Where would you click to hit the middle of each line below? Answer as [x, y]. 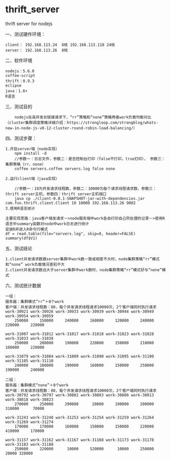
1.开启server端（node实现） [32, 149]
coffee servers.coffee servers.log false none [65, 169]
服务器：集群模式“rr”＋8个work [35, 301]
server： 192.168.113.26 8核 [36, 50]
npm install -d [31, 153]
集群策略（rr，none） [26, 164]
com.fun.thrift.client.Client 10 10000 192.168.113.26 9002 [71, 203]
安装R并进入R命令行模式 [27, 229]
